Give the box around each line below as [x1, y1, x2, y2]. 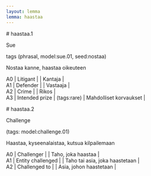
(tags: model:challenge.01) [6, 128, 70, 135]
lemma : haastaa [6, 14, 43, 20]
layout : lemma [6, 8, 41, 15]
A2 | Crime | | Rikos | [6, 88, 56, 95]
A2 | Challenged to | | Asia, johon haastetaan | [6, 163, 117, 170]
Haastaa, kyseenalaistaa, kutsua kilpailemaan [6, 139, 115, 146]
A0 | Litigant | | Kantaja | [6, 75, 64, 82]
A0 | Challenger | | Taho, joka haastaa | [6, 150, 100, 158]
